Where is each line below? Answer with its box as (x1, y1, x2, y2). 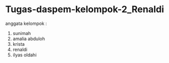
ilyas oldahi (12, 52, 37, 58)
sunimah (12, 30, 31, 36)
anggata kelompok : (5, 20, 47, 26)
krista (12, 41, 25, 47)
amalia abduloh (12, 36, 45, 42)
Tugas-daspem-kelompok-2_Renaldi (5, 4, 164, 15)
